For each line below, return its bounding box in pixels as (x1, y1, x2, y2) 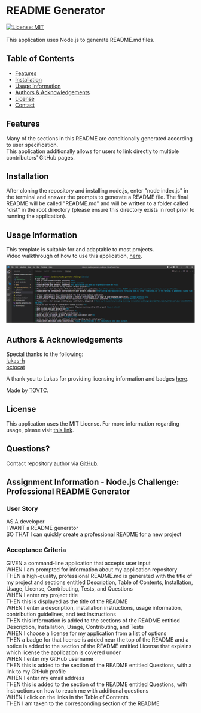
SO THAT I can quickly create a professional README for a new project (6, 531, 182, 538)
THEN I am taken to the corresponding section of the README (6, 700, 160, 707)
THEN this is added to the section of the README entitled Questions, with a (6, 661, 192, 669)
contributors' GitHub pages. (6, 154, 75, 161)
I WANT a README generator (6, 525, 79, 532)
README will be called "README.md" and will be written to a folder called (6, 200, 189, 207)
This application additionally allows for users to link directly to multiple (6, 148, 179, 155)
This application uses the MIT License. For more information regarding (6, 420, 179, 427)
